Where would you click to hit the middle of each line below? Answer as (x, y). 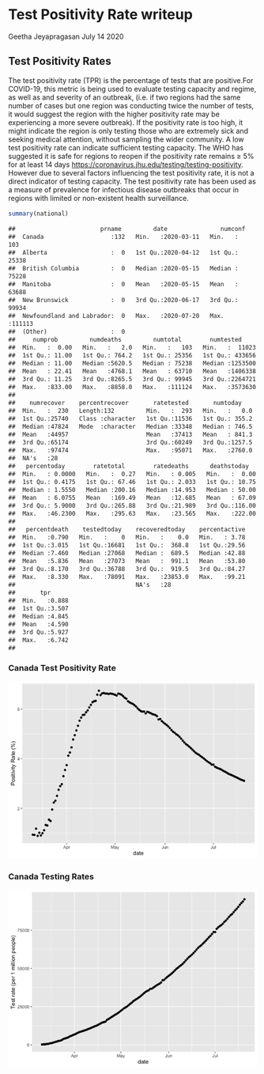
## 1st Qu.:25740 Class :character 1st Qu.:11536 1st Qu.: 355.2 (130, 418)
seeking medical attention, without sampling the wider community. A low (126, 139)
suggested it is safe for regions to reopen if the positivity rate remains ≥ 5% (131, 156)
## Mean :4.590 (38, 624)
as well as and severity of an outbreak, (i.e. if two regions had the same (124, 97)
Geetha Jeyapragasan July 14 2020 (66, 36)
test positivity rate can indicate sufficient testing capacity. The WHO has (126, 147)
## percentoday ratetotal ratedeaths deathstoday (128, 466)
